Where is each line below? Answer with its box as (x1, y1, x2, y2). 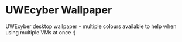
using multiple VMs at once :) (5, 29, 76, 36)
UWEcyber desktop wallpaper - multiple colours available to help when (5, 23, 177, 30)
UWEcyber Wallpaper (5, 3, 112, 17)
